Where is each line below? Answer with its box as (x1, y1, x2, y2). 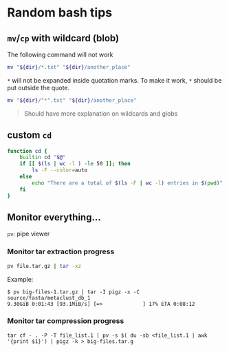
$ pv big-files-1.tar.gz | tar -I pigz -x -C (7, 288, 140, 296)
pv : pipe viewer (7, 229, 50, 238)
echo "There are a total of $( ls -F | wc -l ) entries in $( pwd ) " (32, 179, 223, 187)
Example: (7, 275, 34, 283)
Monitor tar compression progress (7, 316, 124, 326)
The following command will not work (7, 50, 113, 59)
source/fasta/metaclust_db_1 (7, 294, 91, 301)
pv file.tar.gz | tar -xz (7, 262, 81, 269)
